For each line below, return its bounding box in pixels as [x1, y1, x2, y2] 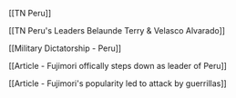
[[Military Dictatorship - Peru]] [8, 43, 122, 54]
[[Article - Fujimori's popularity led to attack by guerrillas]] [8, 78, 227, 89]
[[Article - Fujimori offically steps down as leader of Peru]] [8, 61, 227, 71]
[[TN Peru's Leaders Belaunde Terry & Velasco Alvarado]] [8, 25, 225, 35]
